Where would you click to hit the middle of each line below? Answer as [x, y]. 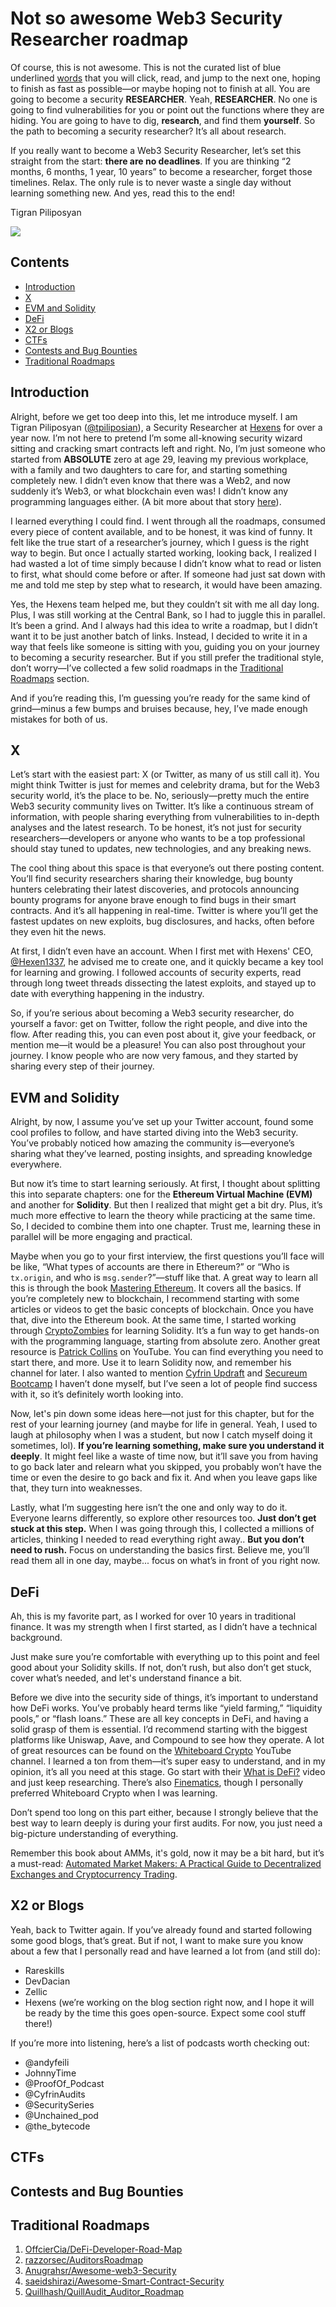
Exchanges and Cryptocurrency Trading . [94, 1874]
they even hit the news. [58, 932]
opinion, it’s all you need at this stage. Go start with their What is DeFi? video [168, 1771]
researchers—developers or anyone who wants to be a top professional [158, 838]
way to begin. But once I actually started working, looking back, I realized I [163, 553]
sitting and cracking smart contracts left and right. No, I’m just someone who [168, 448]
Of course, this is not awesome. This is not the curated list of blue [146, 67]
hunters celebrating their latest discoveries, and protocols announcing [155, 889]
